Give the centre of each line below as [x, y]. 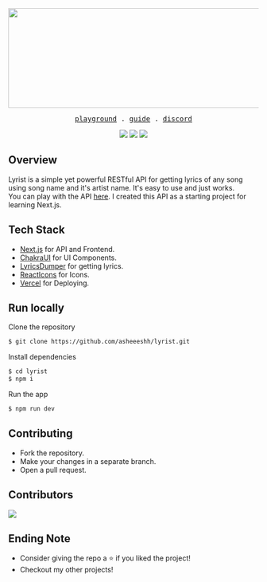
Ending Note [39, 539]
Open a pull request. [53, 470]
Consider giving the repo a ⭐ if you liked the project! [105, 558]
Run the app [28, 395]
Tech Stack [37, 230]
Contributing [41, 434]
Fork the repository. [52, 453]
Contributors [41, 495]
